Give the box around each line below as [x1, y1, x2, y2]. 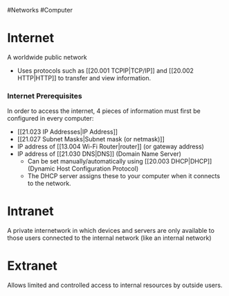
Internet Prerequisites [7, 91, 82, 101]
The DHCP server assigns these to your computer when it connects [27, 172, 220, 180]
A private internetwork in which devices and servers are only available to [7, 227, 214, 235]
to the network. [27, 180, 71, 188]
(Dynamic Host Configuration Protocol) [27, 164, 139, 173]
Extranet [7, 258, 57, 274]
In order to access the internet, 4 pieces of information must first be [7, 107, 201, 115]
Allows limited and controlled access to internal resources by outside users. [7, 281, 223, 290]
